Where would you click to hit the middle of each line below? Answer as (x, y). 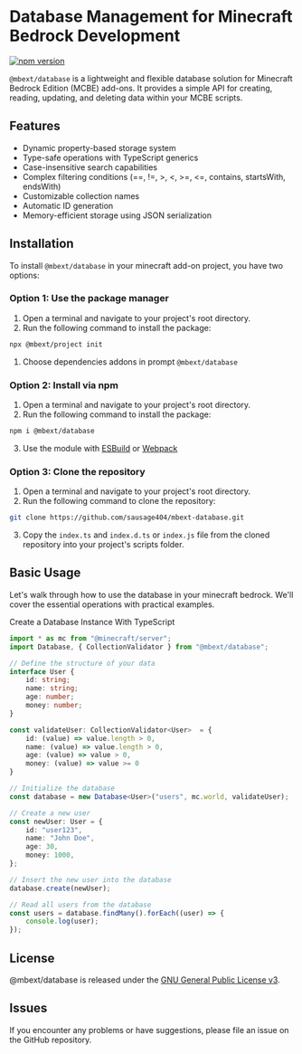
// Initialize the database (62, 789)
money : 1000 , (50, 855)
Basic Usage (45, 573)
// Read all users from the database (80, 905)
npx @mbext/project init (56, 344)
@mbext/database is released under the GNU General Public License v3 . (145, 980)
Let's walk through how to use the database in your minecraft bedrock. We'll (151, 594)
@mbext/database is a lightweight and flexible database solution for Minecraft (151, 78)
